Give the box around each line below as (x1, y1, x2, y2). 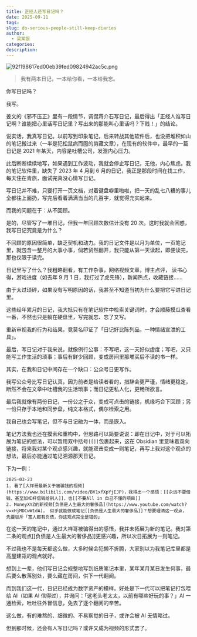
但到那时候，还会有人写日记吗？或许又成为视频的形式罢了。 (6, 624, 150, 631)
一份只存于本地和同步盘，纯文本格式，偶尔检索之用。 (6, 405, 135, 412)
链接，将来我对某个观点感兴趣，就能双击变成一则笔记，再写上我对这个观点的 (6, 445, 191, 452)
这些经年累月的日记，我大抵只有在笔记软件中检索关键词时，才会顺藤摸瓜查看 (6, 306, 191, 313)
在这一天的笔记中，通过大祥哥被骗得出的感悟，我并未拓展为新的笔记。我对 (6, 525, 186, 532)
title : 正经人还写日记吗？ (6, 8, 64, 15)
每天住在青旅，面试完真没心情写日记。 (6, 174, 98, 181)
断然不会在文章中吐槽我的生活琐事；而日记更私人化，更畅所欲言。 (6, 385, 165, 392)
